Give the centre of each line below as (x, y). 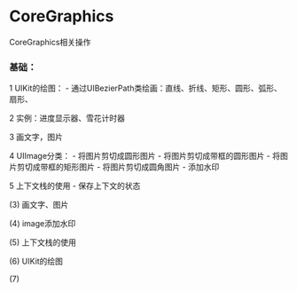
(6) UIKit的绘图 (36, 261)
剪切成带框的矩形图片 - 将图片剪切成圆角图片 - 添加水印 (118, 167)
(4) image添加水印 (43, 224)
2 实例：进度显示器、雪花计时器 (67, 118)
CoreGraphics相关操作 (50, 42)
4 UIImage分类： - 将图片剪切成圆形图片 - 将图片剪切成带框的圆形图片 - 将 (145, 156)
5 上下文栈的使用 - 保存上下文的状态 (75, 186)
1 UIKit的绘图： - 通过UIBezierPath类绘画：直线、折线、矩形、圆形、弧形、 (145, 88)
